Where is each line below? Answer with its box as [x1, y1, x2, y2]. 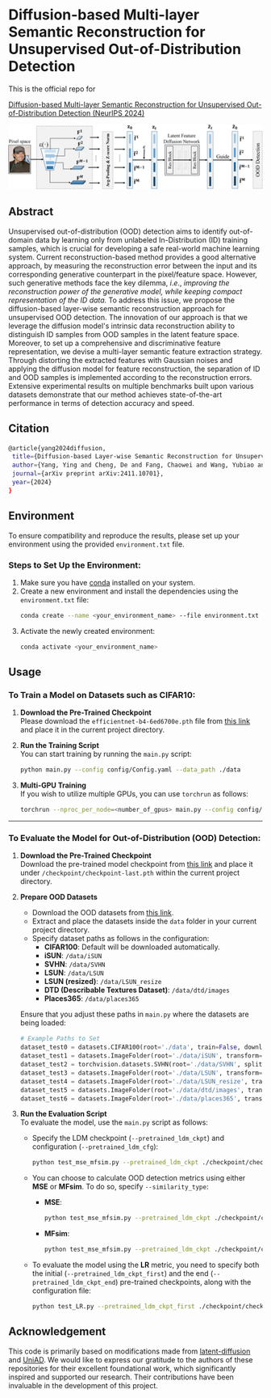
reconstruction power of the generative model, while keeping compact [8, 286, 243, 296]
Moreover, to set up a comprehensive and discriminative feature [8, 338, 221, 348]
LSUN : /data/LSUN [44, 968, 104, 978]
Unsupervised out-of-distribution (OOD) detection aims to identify [8, 226, 227, 236]
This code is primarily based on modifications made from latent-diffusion [8, 1346, 251, 1356]
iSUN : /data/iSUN [44, 951, 102, 961]
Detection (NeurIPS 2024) [58, 108, 145, 118]
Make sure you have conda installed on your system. [19, 577, 196, 587]
